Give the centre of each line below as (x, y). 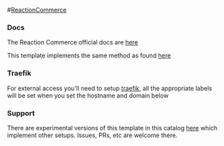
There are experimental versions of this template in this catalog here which (112, 128)
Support (21, 113)
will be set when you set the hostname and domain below (88, 96)
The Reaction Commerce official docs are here (73, 42)
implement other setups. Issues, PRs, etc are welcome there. (92, 135)
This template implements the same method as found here (89, 56)
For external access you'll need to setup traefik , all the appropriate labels (110, 88)
